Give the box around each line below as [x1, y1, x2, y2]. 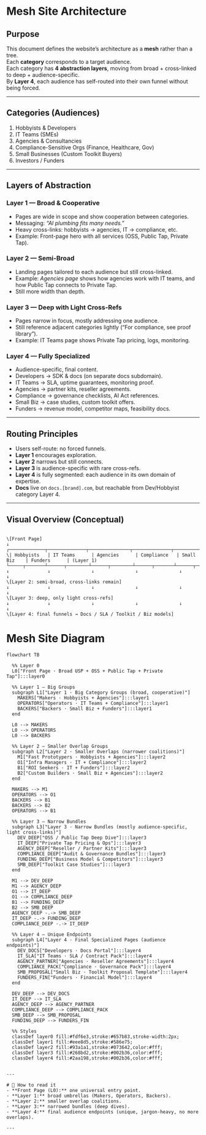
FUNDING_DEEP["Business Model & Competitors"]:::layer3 [17, 856, 164, 862]
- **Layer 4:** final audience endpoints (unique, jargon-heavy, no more [6, 1109, 199, 1115]
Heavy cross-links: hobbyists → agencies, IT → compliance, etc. [15, 226, 178, 233]
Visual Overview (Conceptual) [6, 514, 124, 525]
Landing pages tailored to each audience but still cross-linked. [15, 268, 173, 275]
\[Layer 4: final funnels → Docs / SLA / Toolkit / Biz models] [6, 611, 174, 618]
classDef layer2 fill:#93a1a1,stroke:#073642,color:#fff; [12, 1044, 164, 1050]
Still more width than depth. [15, 288, 85, 295]
